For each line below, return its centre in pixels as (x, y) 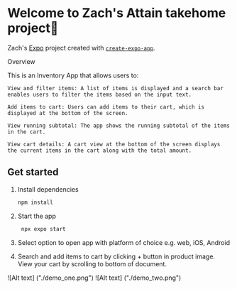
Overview (21, 61)
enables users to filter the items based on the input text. (100, 94)
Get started (33, 172)
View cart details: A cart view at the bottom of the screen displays (114, 144)
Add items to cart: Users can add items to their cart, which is (106, 107)
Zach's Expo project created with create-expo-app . (81, 48)
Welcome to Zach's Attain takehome (117, 13)
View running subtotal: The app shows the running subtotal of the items (119, 126)
